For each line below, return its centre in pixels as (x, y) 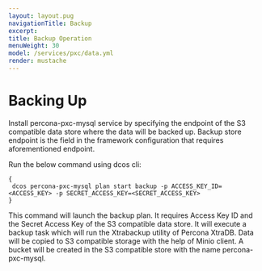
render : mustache (38, 61)
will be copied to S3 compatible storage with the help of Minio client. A (126, 241)
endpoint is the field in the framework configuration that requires (116, 140)
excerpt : (23, 31)
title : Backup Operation (50, 38)
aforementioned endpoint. (52, 148)
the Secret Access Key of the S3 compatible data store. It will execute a (127, 223)
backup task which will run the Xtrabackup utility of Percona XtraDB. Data (131, 232)
